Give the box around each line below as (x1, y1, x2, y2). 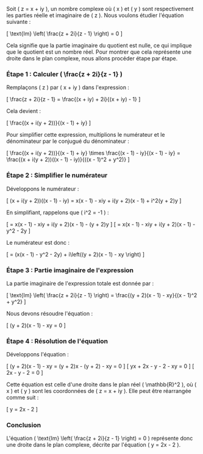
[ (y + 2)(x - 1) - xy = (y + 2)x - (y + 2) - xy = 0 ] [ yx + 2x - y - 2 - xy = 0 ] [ (6, 362, 194, 370)
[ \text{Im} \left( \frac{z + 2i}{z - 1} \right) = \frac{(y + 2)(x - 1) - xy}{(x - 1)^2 (6, 291, 198, 298)
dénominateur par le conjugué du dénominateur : (6, 137, 129, 145)
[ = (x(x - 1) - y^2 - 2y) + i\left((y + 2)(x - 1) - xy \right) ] (6, 250, 145, 258)
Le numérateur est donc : (6, 239, 70, 246)
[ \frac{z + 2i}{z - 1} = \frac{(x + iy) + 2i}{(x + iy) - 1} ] (6, 96, 141, 103)
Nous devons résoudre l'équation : (6, 309, 93, 317)
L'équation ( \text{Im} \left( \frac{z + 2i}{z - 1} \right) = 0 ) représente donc (6, 434, 193, 442)
